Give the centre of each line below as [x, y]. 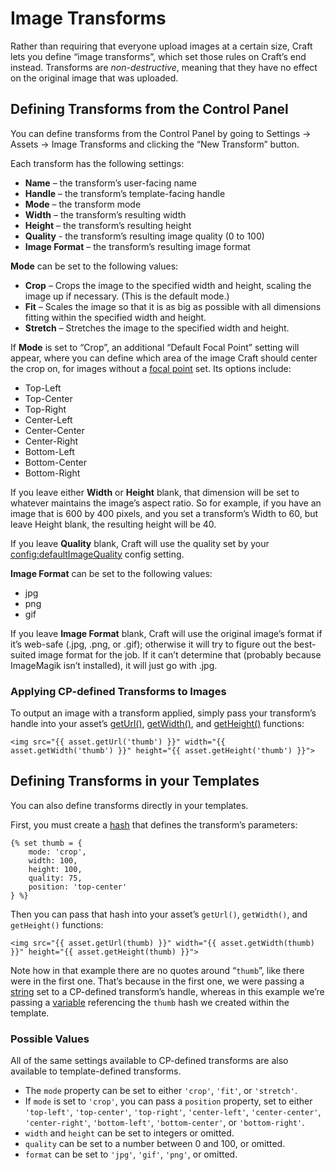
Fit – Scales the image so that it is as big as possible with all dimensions [173, 306]
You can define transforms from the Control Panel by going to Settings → [161, 133]
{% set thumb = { [46, 843]
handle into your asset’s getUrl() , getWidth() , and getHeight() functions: [157, 724]
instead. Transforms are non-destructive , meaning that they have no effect [164, 67]
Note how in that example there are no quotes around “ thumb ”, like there [157, 970]
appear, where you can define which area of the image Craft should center [164, 358]
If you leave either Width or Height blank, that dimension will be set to [155, 492]
